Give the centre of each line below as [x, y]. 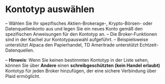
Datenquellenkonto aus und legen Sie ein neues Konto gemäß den [74, 28]
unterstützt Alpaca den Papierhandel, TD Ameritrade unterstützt [72, 45]
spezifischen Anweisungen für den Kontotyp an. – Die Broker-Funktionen [81, 34]
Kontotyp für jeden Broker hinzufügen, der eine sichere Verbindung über [81, 71]
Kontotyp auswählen [50, 9]
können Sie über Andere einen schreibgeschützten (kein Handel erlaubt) [83, 65]
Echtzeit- [149, 45]
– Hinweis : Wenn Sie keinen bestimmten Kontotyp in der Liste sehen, [77, 60]
